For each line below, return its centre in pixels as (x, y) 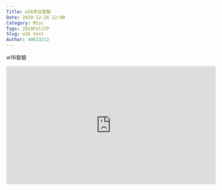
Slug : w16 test (25, 34)
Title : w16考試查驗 (29, 12)
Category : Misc (25, 23)
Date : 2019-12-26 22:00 (36, 17)
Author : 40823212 (28, 40)
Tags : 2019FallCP (28, 28)
